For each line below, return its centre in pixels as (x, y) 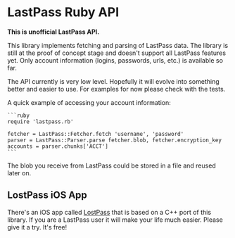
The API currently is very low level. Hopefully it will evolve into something (113, 81)
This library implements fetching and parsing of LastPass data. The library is (118, 45)
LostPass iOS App (47, 195)
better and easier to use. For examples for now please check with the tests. (116, 89)
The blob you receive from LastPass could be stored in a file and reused (112, 165)
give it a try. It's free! (37, 227)
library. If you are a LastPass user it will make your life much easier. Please (115, 220)
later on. (19, 173)
